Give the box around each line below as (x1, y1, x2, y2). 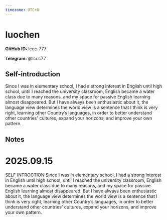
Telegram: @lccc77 (5, 55, 46, 61)
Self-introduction (5, 70, 61, 78)
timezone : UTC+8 (5, 7, 39, 13)
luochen (5, 29, 40, 40)
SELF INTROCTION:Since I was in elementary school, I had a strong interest (5, 172, 161, 178)
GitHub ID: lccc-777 (5, 46, 47, 52)
